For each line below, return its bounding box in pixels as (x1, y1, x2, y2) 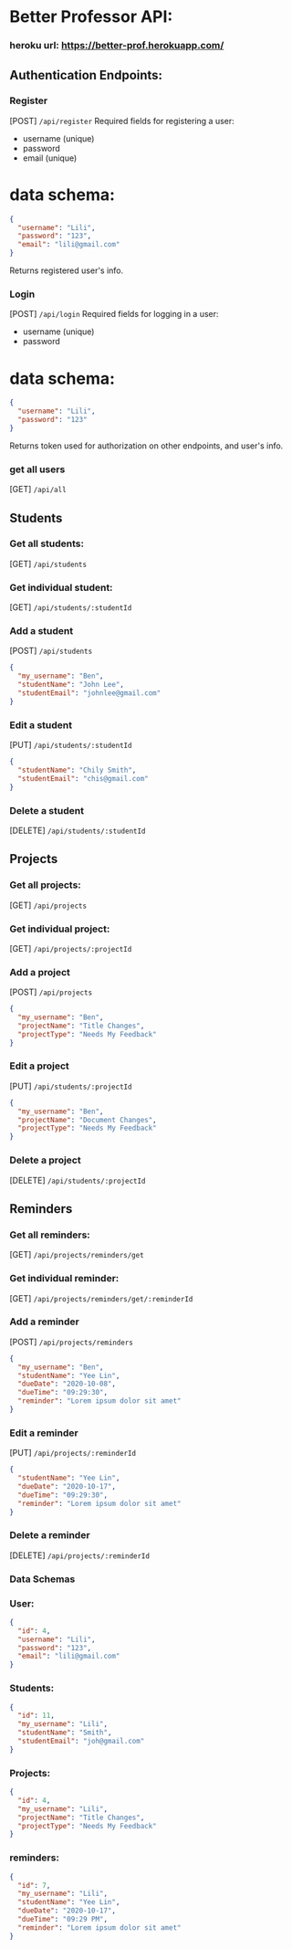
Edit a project (9, 1059, 70, 1072)
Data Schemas (9, 1573, 76, 1586)
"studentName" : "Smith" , (17, 1728, 112, 1737)
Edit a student (9, 719, 73, 732)
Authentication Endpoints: (9, 67, 162, 83)
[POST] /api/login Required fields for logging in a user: (9, 309, 219, 320)
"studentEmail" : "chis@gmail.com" (17, 774, 149, 783)
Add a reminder (9, 1315, 79, 1328)
